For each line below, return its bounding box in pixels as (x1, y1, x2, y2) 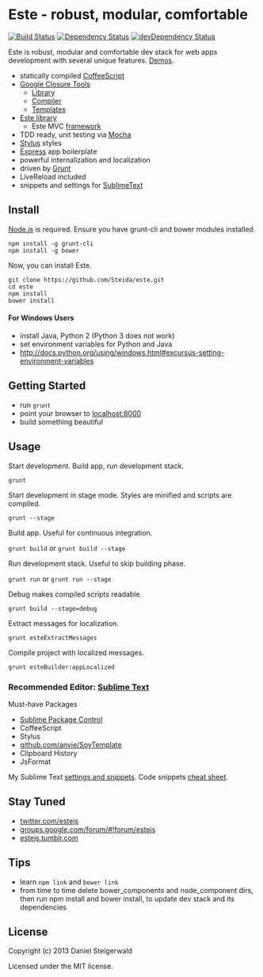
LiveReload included (19, 172, 86, 181)
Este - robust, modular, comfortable (8, 6, 248, 24)
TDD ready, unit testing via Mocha (19, 129, 131, 139)
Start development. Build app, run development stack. (8, 461, 185, 471)
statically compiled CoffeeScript (19, 71, 125, 80)
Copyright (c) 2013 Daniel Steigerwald (8, 946, 132, 956)
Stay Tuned (8, 795, 66, 809)
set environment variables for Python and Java (19, 339, 173, 349)
